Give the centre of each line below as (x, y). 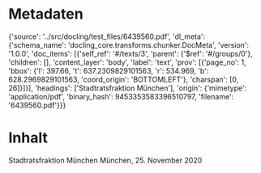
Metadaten (46, 14)
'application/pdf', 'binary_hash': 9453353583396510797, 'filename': (121, 96)
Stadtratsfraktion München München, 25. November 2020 (105, 160)
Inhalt (28, 138)
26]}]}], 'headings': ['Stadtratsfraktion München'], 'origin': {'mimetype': (128, 88)
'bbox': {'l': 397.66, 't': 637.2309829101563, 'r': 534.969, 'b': (109, 70)
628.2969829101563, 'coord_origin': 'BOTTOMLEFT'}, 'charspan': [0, (124, 79)
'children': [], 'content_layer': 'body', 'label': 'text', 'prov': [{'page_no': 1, (127, 62)
